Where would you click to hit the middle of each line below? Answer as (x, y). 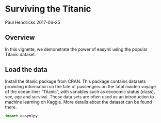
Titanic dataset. (21, 54)
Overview (20, 38)
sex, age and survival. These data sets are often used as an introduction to (80, 97)
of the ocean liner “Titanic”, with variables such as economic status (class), (80, 92)
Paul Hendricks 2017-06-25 (33, 22)
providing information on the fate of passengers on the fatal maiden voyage (80, 86)
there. (11, 107)
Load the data (26, 69)
